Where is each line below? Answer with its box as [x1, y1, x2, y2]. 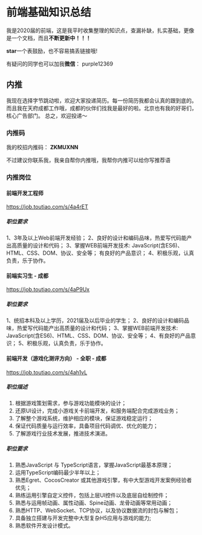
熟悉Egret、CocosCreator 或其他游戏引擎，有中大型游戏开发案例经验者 [15, 477, 192, 484]
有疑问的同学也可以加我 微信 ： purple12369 [6, 60, 114, 67]
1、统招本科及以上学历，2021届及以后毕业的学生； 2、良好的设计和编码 [6, 317, 184, 325]
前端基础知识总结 [6, 5, 92, 19]
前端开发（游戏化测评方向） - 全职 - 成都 [6, 354, 107, 362]
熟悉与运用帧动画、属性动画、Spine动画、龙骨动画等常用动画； [15, 499, 173, 506]
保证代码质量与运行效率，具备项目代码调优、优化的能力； [15, 422, 158, 429]
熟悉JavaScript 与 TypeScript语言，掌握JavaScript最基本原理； [15, 462, 173, 469]
